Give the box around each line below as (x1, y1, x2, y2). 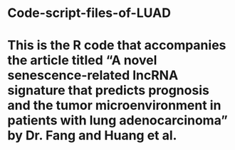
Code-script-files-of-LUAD (7, 5, 171, 21)
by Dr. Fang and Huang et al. (7, 127, 177, 144)
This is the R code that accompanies (7, 37, 226, 54)
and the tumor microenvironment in (7, 98, 221, 114)
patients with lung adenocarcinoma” (7, 112, 228, 129)
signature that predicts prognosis (7, 83, 210, 98)
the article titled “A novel (7, 52, 157, 69)
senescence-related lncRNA (7, 67, 179, 83)
